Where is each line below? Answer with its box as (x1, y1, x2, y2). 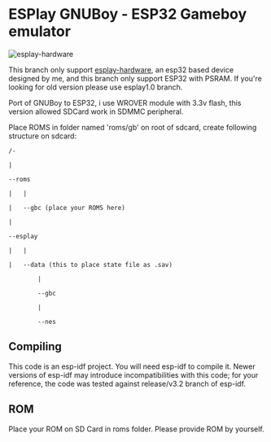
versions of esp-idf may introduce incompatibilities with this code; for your (8, 370, 259, 379)
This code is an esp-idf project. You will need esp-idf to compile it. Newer (8, 361, 256, 371)
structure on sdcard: (8, 131, 77, 141)
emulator (8, 22, 72, 41)
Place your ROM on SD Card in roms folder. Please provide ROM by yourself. (8, 424, 264, 434)
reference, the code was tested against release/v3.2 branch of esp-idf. (8, 379, 247, 388)
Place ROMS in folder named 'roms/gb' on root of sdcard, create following (8, 122, 257, 132)
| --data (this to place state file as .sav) (8, 260, 173, 269)
